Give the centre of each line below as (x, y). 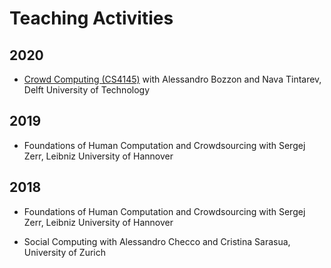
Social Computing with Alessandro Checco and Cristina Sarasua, (157, 241)
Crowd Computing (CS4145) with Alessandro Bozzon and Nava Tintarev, (172, 79)
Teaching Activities (91, 18)
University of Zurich (65, 252)
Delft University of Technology (87, 90)
